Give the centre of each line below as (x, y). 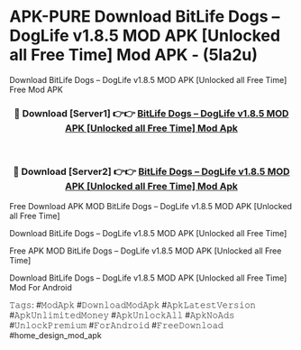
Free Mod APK (36, 89)
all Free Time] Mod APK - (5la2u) (134, 55)
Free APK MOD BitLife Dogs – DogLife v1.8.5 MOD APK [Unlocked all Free (146, 251)
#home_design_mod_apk (55, 335)
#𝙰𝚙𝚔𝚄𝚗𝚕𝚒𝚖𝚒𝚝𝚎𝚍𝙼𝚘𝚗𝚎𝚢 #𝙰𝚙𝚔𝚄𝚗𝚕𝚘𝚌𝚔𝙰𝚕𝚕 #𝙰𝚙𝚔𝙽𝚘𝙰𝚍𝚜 (122, 315)
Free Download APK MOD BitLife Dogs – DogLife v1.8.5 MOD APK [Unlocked (151, 206)
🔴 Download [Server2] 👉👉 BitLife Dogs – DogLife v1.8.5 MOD (151, 171)
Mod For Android (41, 287)
